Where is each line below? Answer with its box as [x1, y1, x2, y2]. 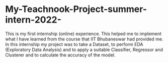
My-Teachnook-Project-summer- [5, 3, 147, 15]
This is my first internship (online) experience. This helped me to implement [5, 30, 162, 36]
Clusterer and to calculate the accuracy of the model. [5, 51, 116, 58]
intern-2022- [5, 14, 62, 25]
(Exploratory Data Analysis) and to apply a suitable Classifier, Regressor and [5, 46, 163, 52]
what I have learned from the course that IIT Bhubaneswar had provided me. [5, 36, 163, 42]
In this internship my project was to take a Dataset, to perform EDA [5, 41, 143, 47]
